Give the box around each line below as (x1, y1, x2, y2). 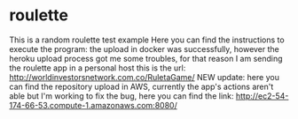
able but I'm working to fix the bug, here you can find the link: (9, 90, 234, 101)
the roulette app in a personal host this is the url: (9, 63, 186, 73)
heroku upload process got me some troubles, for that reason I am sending (9, 53, 283, 63)
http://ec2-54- (235, 90, 289, 101)
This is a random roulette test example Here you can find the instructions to (9, 34, 286, 45)
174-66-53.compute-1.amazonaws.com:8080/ (9, 100, 177, 110)
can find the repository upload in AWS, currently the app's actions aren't (9, 81, 274, 92)
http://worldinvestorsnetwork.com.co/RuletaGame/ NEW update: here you (9, 71, 279, 82)
